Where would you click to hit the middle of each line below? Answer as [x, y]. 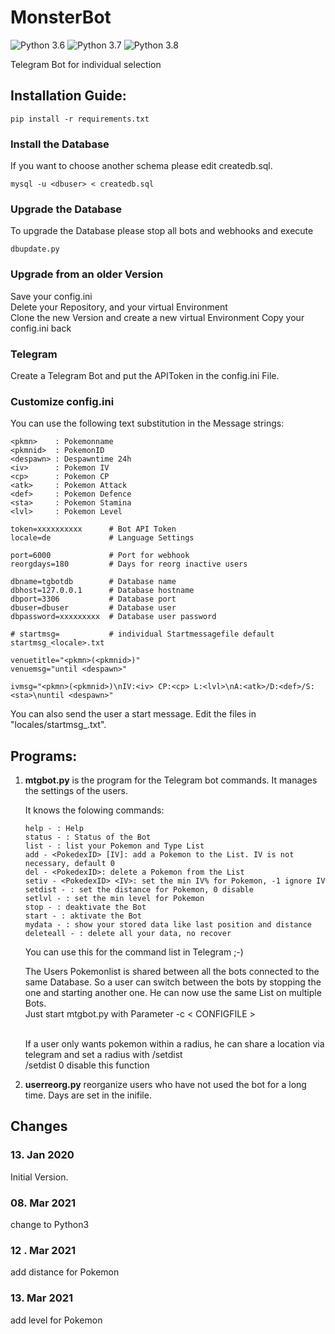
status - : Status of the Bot [88, 837]
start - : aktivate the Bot [83, 916]
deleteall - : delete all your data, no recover [128, 934]
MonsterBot [61, 17]
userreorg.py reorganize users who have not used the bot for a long [165, 1085]
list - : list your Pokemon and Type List [114, 846]
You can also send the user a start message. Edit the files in [133, 714]
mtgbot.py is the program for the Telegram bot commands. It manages [171, 780]
